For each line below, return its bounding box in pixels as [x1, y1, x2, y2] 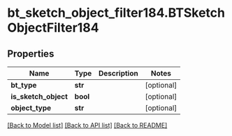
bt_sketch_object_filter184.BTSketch [7, 5, 226, 21]
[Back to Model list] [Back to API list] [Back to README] [7, 121, 168, 129]
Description [99, 69, 138, 78]
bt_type [10, 81, 37, 90]
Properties [7, 48, 55, 60]
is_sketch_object [10, 92, 68, 101]
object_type [10, 103, 52, 113]
